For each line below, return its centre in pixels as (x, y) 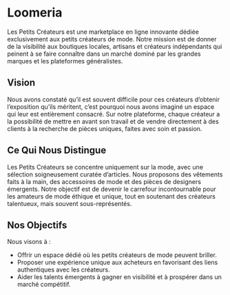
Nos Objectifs (37, 225)
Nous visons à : (29, 242)
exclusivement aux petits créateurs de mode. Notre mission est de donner (112, 39)
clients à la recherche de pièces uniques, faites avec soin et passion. (105, 128)
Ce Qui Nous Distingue (57, 151)
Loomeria (35, 13)
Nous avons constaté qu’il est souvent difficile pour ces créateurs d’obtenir (114, 99)
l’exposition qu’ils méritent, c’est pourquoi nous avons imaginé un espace (111, 106)
